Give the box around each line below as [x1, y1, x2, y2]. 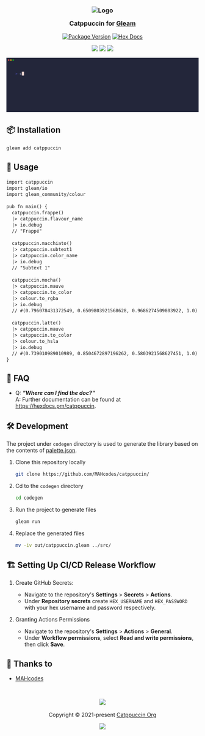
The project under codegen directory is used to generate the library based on [6, 440, 198, 448]
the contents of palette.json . [6, 447, 77, 454]
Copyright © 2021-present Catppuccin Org [48, 711, 157, 719]
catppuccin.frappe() [12, 209, 64, 216]
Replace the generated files [15, 530, 85, 537]
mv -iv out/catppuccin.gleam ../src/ [15, 542, 112, 548]
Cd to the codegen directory [15, 483, 84, 490]
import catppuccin [6, 179, 53, 185]
